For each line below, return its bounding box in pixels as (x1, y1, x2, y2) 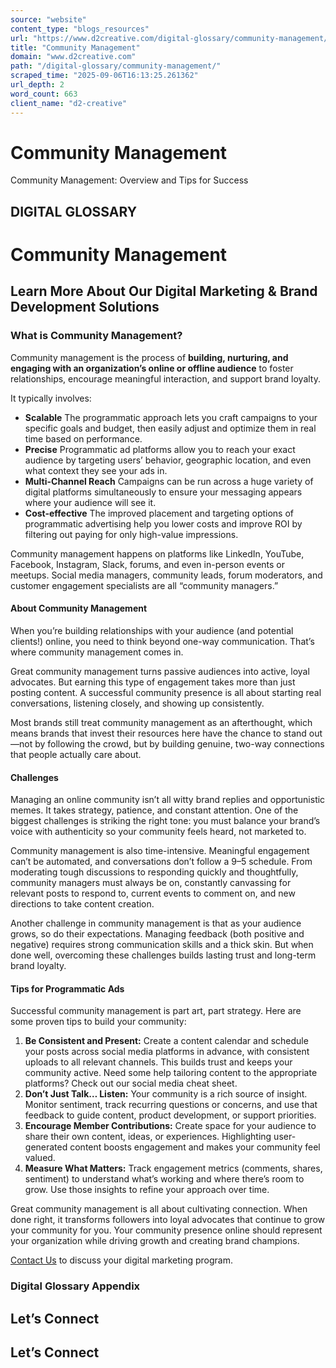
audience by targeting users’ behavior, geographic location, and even (24, 454, 312, 466)
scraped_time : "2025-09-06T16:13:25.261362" (10, 71, 199, 81)
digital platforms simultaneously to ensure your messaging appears (24, 486, 303, 498)
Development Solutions (10, 299, 160, 316)
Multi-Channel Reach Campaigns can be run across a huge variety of (24, 475, 314, 487)
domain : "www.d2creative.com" (10, 52, 137, 62)
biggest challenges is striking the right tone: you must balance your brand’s (10, 815, 321, 827)
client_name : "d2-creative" (10, 98, 128, 108)
